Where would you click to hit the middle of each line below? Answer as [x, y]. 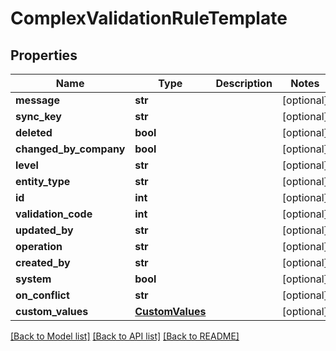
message [37, 100]
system [33, 279]
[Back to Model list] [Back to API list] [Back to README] [125, 336]
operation [39, 246]
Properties [44, 55]
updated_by [44, 230]
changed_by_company [70, 149]
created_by [43, 262]
